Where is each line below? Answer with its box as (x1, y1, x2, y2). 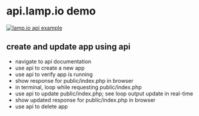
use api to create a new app (15, 64, 85, 71)
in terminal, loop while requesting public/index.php (15, 83, 142, 91)
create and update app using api (6, 42, 131, 52)
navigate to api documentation (15, 57, 92, 65)
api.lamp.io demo (6, 4, 96, 18)
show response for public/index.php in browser (15, 77, 133, 84)
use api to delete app (15, 103, 68, 110)
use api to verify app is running (15, 71, 93, 78)
